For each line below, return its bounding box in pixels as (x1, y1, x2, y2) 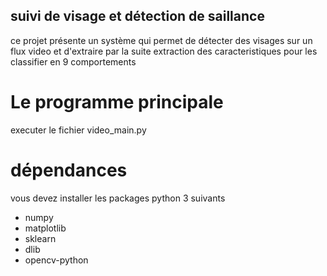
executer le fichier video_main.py (10, 124, 147, 136)
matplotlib (24, 222, 67, 234)
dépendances (10, 159, 128, 181)
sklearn (24, 232, 57, 244)
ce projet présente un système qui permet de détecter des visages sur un (10, 34, 313, 46)
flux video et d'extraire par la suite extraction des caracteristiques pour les (10, 45, 318, 57)
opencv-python (24, 254, 89, 266)
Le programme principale (10, 91, 224, 113)
